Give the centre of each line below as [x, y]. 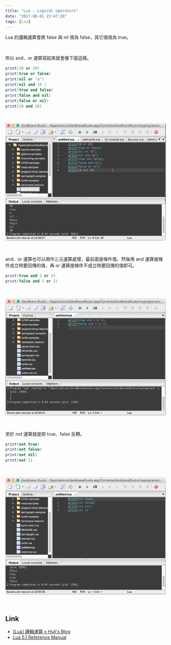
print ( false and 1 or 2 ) [32, 281]
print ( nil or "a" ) [25, 79]
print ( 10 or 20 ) [22, 68]
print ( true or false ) [28, 74]
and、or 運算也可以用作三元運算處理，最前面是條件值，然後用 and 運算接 [82, 259]
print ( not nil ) [21, 455]
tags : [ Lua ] [18, 21]
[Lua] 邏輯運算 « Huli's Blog [41, 632]
